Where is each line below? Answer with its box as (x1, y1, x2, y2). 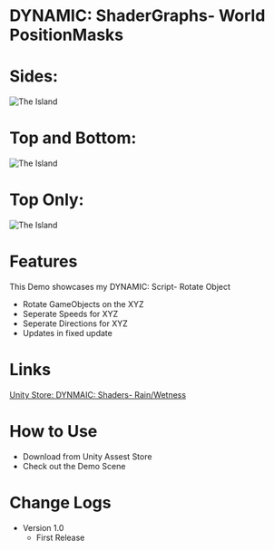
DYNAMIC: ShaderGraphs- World (9, 5, 266, 26)
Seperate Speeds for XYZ (22, 308, 119, 319)
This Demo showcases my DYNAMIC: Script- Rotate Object (9, 281, 231, 292)
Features (9, 251, 78, 272)
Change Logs (9, 493, 112, 513)
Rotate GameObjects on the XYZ (22, 298, 144, 309)
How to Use (9, 421, 98, 442)
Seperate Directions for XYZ (22, 318, 129, 329)
